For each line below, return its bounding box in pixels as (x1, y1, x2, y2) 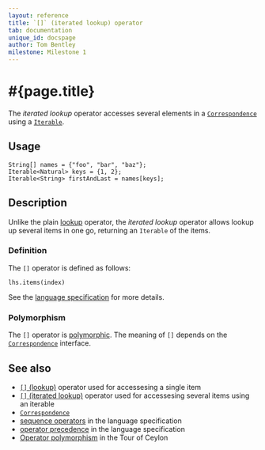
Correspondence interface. (8, 338, 91, 348)
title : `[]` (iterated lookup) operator (8, 19, 144, 27)
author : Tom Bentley (8, 41, 77, 49)
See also (8, 361, 51, 375)
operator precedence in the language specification (19, 424, 186, 433)
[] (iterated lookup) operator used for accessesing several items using (19, 391, 250, 400)
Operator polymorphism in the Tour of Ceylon (19, 433, 168, 442)
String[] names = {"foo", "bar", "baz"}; (8, 161, 147, 168)
